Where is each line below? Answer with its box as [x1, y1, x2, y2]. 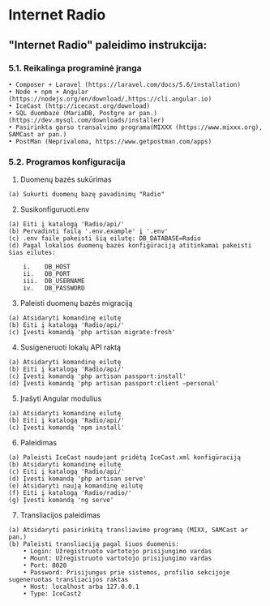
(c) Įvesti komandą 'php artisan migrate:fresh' [8, 329, 176, 337]
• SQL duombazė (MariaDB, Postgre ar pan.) [8, 109, 158, 117]
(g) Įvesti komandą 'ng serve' [8, 496, 114, 505]
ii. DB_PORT [23, 270, 71, 278]
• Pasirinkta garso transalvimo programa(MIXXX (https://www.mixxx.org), [8, 123, 264, 131]
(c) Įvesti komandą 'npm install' [8, 423, 126, 432]
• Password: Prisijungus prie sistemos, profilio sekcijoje [23, 569, 230, 577]
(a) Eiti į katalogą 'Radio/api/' [8, 221, 126, 229]
